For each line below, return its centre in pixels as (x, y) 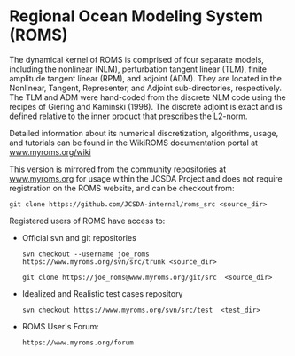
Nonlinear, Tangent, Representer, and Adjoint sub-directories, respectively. (145, 88)
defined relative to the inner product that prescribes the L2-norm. (128, 116)
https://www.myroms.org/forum (78, 343)
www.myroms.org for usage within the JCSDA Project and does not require (146, 178)
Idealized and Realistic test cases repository (102, 293)
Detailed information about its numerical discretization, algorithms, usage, (144, 133)
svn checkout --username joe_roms (85, 254)
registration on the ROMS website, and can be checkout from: (122, 188)
